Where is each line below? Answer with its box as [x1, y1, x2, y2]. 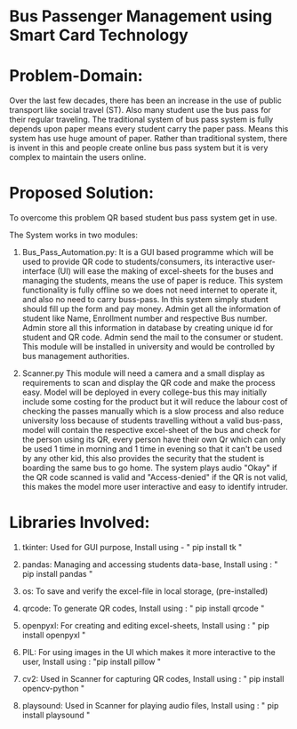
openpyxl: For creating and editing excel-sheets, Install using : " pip [21, 621, 269, 630]
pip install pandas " [21, 569, 93, 579]
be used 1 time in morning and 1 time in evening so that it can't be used [21, 444, 283, 454]
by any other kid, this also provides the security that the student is [21, 453, 265, 464]
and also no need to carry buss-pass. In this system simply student [21, 294, 269, 305]
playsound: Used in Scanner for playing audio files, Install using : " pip [21, 701, 279, 710]
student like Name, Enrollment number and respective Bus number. [21, 313, 268, 324]
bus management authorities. [21, 351, 130, 362]
